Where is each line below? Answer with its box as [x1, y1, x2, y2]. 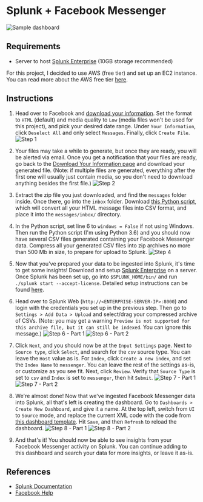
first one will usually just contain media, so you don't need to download [15, 173, 193, 180]
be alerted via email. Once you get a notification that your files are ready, [15, 153, 197, 161]
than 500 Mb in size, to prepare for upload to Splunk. [15, 248, 147, 255]
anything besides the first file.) [15, 179, 92, 187]
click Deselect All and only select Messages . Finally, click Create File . [15, 129, 190, 136]
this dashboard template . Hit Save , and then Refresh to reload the [15, 418, 177, 425]
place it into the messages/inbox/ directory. [15, 210, 122, 218]
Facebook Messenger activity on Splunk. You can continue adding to [15, 442, 187, 450]
